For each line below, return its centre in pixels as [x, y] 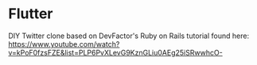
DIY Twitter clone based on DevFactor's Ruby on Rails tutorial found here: [128, 36]
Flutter [31, 14]
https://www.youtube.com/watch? [64, 44]
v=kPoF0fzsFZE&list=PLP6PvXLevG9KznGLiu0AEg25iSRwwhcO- [115, 52]
